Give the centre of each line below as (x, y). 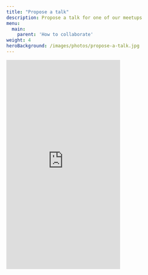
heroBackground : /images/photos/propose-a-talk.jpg (73, 46)
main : (19, 29)
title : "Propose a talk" (38, 12)
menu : (13, 23)
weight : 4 (19, 40)
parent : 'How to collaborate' (55, 35)
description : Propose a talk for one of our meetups (74, 18)
